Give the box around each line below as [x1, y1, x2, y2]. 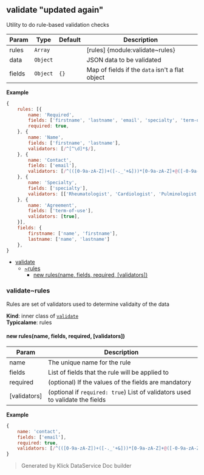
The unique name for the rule [48, 358, 131, 367]
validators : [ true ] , [28, 213, 80, 220]
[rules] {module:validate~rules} [86, 46, 175, 54]
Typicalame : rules [6, 319, 52, 326]
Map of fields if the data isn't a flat [86, 65, 184, 74]
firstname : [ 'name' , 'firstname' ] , [28, 231, 118, 237]
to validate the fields [48, 395, 106, 404]
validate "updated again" [6, 5, 104, 15]
